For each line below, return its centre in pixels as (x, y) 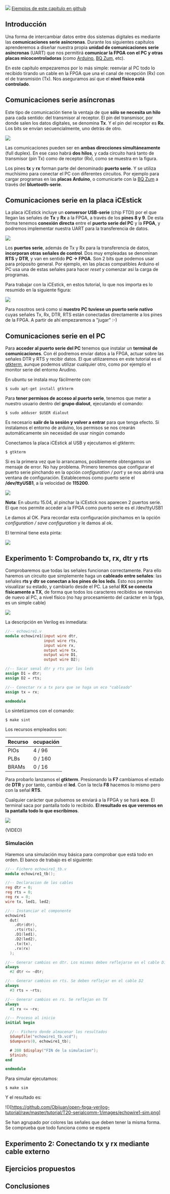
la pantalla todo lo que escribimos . (42, 811)
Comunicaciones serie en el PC (55, 336)
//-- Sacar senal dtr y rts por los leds (50, 669)
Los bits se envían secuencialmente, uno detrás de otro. (64, 128)
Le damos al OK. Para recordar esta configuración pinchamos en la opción (83, 518)
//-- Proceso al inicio (30, 1018)
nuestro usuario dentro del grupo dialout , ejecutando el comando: (74, 404)
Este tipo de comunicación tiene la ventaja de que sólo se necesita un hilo (83, 112)
